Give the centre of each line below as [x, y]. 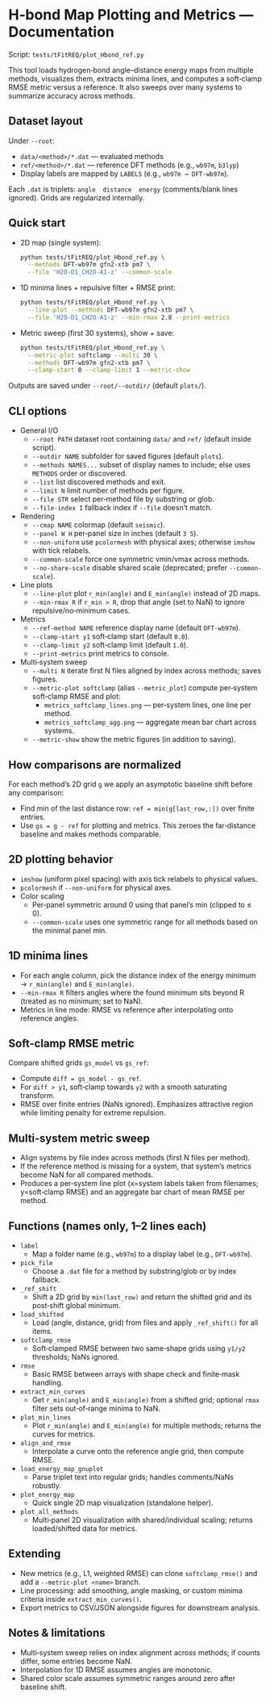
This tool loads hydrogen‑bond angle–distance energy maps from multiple [131, 69]
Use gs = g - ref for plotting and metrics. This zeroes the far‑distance [138, 825]
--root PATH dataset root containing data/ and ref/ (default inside [141, 439]
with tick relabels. [61, 551]
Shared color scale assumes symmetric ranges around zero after [128, 1678]
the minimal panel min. [69, 930]
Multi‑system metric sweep [79, 1138]
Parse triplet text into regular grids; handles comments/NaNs [133, 1477]
